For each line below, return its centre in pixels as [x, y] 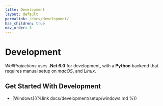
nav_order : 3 [18, 28]
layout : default [22, 14]
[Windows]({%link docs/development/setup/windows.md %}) [75, 98]
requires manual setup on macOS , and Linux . [51, 71]
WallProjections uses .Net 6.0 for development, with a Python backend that [82, 66]
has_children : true [25, 23]
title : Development [25, 10]
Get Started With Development [53, 86]
